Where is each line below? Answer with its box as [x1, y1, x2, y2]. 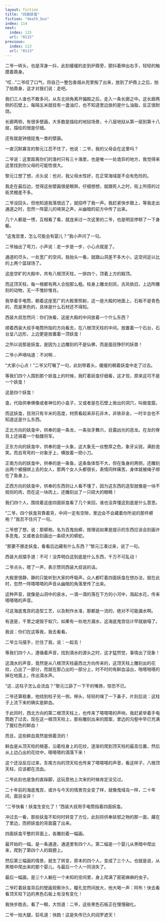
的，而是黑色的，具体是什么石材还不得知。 [5, 304, 91, 310]
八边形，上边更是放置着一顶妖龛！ [13, 331, 82, 337]
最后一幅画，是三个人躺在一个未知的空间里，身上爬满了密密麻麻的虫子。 [5, 874, 151, 880]
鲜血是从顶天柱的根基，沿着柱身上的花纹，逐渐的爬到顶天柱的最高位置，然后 [5, 743, 160, 749]
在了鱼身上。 [5, 472, 31, 478]
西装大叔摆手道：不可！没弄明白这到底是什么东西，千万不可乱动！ [5, 553, 138, 559]
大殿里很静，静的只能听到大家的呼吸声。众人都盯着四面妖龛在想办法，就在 [5, 574, 156, 580]
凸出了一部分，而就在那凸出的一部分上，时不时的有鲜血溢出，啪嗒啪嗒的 [13, 666, 160, 672]
